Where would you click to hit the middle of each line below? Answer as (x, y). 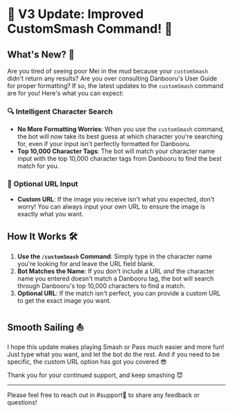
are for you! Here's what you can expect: (66, 93)
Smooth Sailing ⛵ (46, 327)
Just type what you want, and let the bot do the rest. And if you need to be (113, 354)
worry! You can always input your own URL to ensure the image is (111, 206)
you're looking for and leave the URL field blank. (86, 264)
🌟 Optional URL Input (43, 184)
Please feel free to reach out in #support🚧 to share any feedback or (103, 395)
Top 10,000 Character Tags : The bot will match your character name (116, 151)
